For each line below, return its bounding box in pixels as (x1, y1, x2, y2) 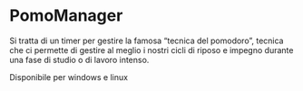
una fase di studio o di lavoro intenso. (9, 54, 150, 65)
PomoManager (9, 5, 123, 26)
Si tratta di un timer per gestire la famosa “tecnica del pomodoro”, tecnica (9, 35, 284, 46)
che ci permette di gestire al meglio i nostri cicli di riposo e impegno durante (9, 44, 294, 55)
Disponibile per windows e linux (9, 71, 129, 82)
